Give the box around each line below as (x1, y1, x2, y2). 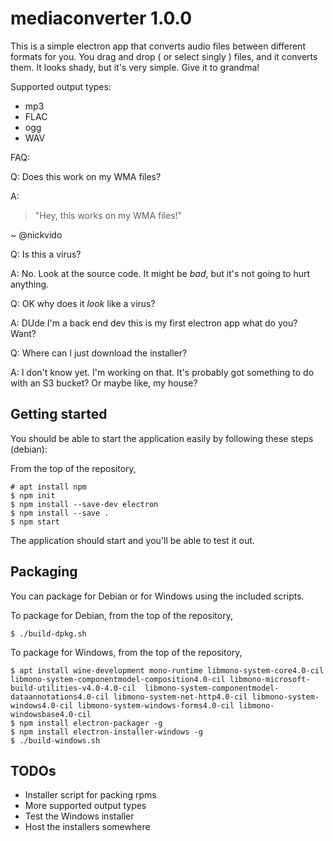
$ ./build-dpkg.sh (10, 628, 87, 639)
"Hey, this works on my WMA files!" (34, 209, 183, 221)
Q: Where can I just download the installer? (10, 347, 188, 359)
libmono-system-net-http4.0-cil (113, 692, 248, 702)
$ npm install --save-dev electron (10, 499, 159, 509)
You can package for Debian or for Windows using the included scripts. (10, 590, 305, 602)
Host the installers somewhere (24, 821, 151, 833)
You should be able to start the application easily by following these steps (10, 432, 314, 444)
